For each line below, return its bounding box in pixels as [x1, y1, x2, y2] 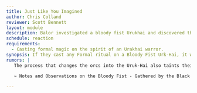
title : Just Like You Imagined [6, 8, 83, 15]
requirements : [6, 41, 41, 47]
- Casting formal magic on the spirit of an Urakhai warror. [11, 46, 164, 52]
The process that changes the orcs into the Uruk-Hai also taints [13, 62, 180, 69]
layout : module [6, 24, 43, 31]
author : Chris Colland [6, 14, 62, 20]
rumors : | [6, 57, 30, 63]
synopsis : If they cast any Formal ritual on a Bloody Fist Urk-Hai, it [6, 52, 188, 58]
